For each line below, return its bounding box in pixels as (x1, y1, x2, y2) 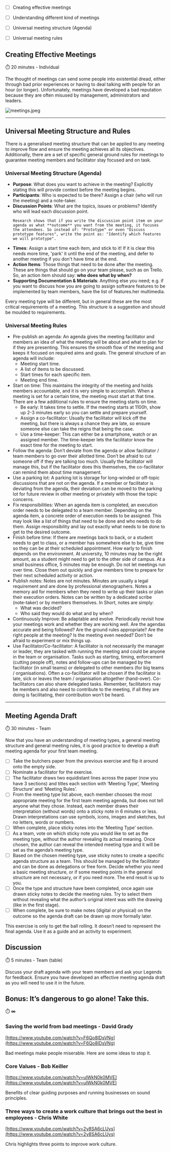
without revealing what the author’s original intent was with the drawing (12, 896, 163, 902)
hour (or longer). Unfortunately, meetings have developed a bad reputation (5, 87, 162, 93)
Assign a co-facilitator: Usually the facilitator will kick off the (20, 415, 147, 421)
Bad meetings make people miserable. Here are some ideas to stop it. (5, 1050, 151, 1056)
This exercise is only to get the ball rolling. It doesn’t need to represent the (5, 923, 161, 929)
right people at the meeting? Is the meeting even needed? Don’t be (12, 632, 153, 638)
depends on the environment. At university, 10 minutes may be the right (12, 551, 163, 557)
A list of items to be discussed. (20, 366, 85, 372)
